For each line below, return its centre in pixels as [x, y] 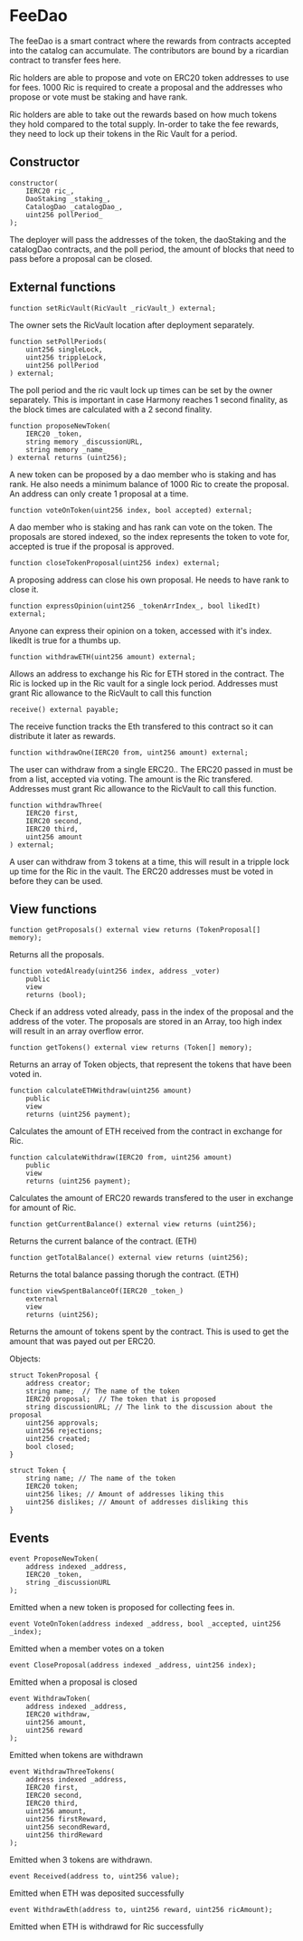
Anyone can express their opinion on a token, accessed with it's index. [141, 630]
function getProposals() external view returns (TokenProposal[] [135, 930]
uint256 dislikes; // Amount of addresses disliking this [137, 1503]
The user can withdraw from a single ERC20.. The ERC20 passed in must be [151, 769]
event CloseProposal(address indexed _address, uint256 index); [133, 1666]
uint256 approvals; [62, 1423]
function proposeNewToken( [60, 426]
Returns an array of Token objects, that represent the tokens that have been [151, 1064]
